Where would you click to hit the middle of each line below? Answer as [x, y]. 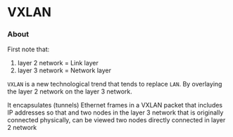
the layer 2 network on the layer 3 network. [70, 91]
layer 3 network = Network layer [64, 70]
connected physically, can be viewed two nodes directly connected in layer [116, 120]
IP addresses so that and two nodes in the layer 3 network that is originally [115, 112]
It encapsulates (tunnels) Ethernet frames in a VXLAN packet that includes [115, 105]
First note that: [29, 49]
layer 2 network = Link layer [58, 63]
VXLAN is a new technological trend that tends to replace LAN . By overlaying [115, 84]
